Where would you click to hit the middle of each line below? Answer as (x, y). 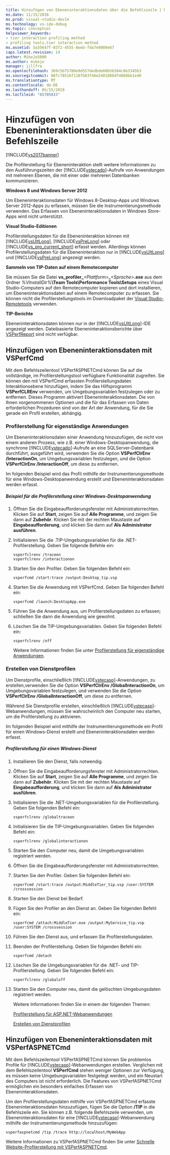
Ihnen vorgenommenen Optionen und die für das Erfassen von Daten (77, 403)
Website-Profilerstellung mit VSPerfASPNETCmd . (57, 1147)
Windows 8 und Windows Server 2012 (47, 190)
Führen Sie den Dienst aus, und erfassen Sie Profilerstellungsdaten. (83, 936)
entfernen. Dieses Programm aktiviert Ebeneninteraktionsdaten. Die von (80, 397)
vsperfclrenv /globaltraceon (44, 817)
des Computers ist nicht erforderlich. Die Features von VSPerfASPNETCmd (84, 1081)
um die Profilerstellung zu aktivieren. (44, 716)
